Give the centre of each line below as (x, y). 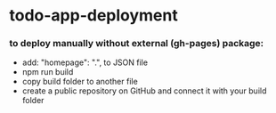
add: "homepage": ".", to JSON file (85, 62)
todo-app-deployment (93, 16)
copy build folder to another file (80, 82)
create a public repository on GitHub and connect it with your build (144, 91)
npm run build (48, 72)
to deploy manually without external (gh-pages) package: (137, 44)
